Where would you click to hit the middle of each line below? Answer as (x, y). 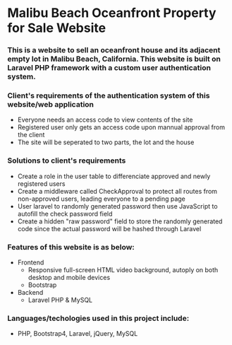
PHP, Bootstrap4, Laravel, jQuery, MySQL (78, 334)
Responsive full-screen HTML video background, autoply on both (123, 270)
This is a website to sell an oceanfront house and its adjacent (114, 50)
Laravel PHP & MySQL (60, 300)
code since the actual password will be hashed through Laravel (109, 228)
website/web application (50, 105)
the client (31, 135)
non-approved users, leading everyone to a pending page (101, 199)
